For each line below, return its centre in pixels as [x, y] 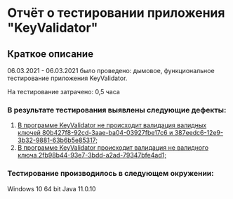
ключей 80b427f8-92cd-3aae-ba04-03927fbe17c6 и [95, 133]
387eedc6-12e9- [199, 133]
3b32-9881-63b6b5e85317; [58, 140]
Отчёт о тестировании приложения [116, 13]
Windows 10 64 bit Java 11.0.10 [52, 188]
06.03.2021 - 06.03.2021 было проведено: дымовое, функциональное [111, 71]
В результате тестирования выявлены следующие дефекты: [117, 110]
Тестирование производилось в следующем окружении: [111, 174]
